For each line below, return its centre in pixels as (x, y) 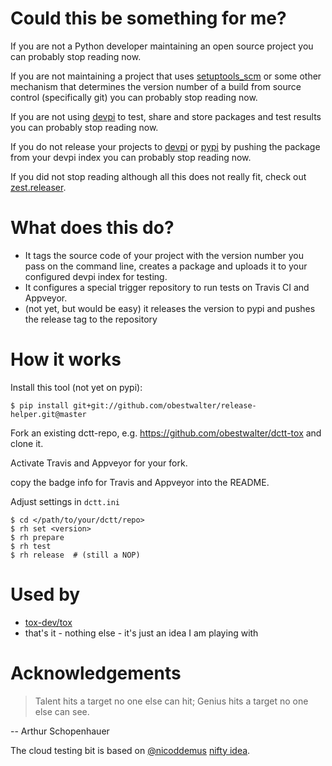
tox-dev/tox (48, 622)
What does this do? (92, 228)
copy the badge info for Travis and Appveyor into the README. (140, 482)
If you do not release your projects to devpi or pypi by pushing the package (165, 146)
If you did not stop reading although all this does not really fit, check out (158, 176)
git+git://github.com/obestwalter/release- (165, 405)
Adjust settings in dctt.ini (65, 501)
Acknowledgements (96, 673)
